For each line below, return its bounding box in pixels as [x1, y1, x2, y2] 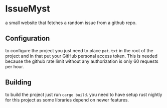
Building [5, 78, 32, 87]
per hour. [5, 63, 24, 69]
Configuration [5, 34, 50, 43]
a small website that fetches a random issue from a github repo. [5, 20, 137, 26]
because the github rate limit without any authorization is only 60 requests [5, 58, 159, 64]
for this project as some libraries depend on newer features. [5, 96, 129, 103]
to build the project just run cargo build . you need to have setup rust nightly [5, 91, 162, 97]
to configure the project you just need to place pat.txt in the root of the [5, 47, 154, 53]
